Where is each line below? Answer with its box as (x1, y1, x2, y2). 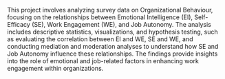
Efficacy (7, 21, 31, 28)
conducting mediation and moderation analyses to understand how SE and (7, 43, 219, 50)
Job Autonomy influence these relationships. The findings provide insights (7, 49, 218, 58)
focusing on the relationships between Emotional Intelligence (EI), (7, 13, 193, 21)
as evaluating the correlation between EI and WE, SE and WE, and (7, 35, 193, 43)
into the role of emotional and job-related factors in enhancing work (7, 57, 200, 65)
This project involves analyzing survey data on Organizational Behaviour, (7, 6, 213, 14)
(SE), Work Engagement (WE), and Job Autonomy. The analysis (32, 21, 211, 28)
